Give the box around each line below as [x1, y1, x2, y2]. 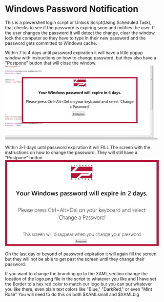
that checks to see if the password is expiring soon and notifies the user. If [5, 24, 155, 30]
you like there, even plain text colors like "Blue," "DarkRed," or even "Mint [5, 286, 152, 292]
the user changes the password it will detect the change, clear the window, [5, 30, 156, 36]
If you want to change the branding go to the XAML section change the [5, 271, 148, 277]
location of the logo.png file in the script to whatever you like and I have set [5, 276, 157, 282]
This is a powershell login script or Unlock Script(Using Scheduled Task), [5, 19, 152, 25]
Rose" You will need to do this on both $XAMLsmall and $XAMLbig [5, 291, 139, 298]
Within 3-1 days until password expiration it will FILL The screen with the [5, 145, 150, 151]
